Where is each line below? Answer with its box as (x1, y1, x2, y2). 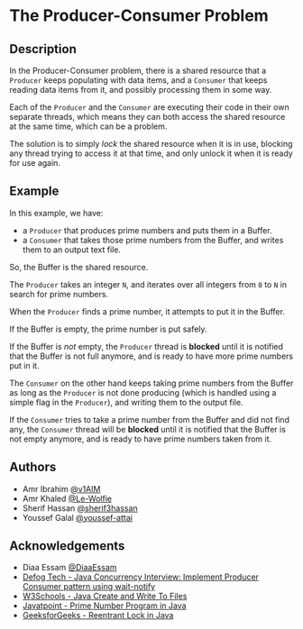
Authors (9, 460, 57, 475)
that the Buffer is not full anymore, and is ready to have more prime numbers (9, 351, 294, 361)
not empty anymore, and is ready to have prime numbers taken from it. (9, 433, 272, 444)
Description (9, 41, 77, 57)
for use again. (9, 158, 61, 168)
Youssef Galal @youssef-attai (22, 512, 133, 523)
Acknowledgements (9, 538, 125, 554)
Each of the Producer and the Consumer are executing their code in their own (9, 102, 290, 113)
